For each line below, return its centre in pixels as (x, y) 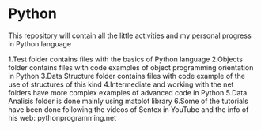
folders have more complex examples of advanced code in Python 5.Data (128, 92)
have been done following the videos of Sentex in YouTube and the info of (129, 109)
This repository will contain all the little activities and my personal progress (130, 35)
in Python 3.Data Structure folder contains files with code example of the (127, 76)
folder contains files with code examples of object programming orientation (131, 67)
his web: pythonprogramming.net (62, 117)
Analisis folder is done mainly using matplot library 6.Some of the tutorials (129, 101)
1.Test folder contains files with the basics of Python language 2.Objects (126, 59)
